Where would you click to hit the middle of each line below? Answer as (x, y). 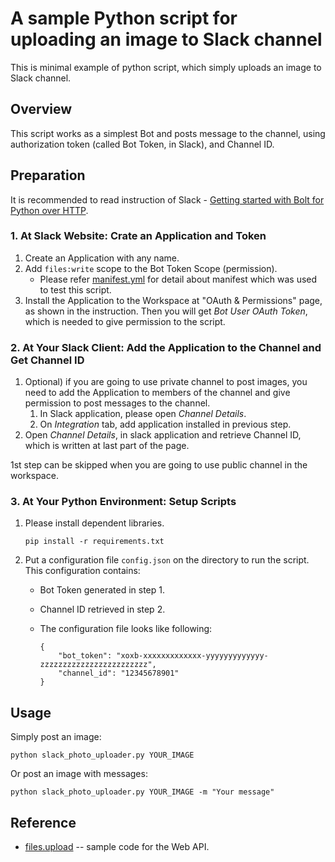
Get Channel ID (47, 360)
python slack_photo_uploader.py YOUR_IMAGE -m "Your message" (142, 792)
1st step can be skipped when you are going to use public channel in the (159, 465)
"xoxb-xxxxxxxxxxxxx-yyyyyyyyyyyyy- (192, 656)
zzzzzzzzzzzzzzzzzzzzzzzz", (98, 665)
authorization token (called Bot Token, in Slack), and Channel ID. (142, 144)
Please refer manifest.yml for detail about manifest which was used (178, 279)
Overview (41, 109)
